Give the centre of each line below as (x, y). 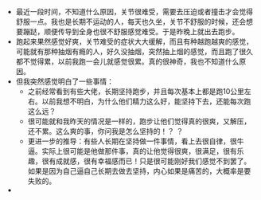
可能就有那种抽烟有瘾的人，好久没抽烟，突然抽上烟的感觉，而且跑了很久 (134, 51)
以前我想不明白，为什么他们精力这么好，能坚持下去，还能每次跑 (146, 101)
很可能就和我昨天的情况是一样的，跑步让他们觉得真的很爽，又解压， (139, 121)
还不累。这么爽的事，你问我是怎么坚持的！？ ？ (105, 131)
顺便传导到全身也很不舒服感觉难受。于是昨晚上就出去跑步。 (141, 31)
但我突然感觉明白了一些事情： (64, 81)
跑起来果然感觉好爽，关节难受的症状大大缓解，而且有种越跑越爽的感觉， (134, 41)
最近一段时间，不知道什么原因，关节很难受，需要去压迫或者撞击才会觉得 (134, 12)
